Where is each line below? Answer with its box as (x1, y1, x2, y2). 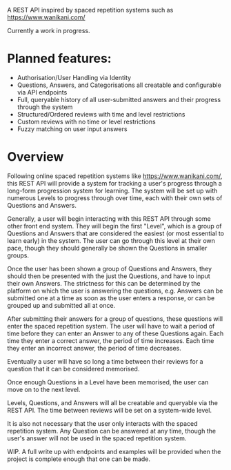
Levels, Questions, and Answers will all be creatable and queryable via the (7, 398, 219, 407)
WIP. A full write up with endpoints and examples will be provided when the (7, 447, 221, 456)
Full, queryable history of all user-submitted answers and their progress (17, 95, 221, 104)
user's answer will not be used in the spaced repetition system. (7, 434, 187, 442)
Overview (7, 149, 64, 165)
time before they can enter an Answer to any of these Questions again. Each (7, 329, 224, 337)
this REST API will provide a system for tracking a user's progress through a (7, 179, 222, 187)
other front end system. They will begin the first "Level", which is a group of (7, 222, 222, 230)
